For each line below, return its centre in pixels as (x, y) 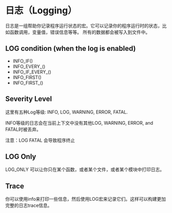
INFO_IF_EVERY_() (32, 72)
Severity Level (29, 99)
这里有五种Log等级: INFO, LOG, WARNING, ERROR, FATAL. (67, 112)
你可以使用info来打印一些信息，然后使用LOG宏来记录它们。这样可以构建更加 (86, 199)
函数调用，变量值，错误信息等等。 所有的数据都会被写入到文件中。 (80, 32)
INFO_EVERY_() (29, 66)
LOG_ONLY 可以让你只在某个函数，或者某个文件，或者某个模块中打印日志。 (85, 169)
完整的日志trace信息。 (29, 205)
